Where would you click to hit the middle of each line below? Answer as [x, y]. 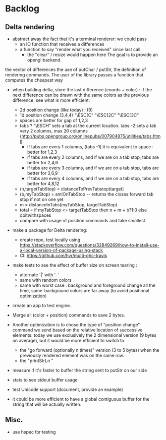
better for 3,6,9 [42, 173]
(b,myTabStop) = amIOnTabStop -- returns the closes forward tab [86, 194]
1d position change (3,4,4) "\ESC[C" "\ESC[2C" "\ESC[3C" [79, 115]
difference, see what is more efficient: [51, 100]
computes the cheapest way [34, 80]
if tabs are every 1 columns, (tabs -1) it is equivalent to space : [90, 147]
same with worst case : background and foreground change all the [87, 285]
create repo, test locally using [50, 240]
